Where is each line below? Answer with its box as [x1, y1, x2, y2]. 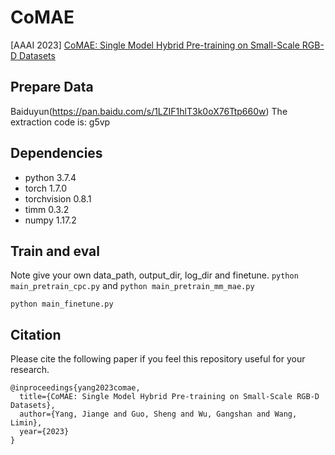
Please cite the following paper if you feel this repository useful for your [10, 353, 306, 365]
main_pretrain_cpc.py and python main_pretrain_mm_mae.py [10, 280, 255, 292]
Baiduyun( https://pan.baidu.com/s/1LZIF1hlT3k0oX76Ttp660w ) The [10, 105, 288, 117]
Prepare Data [10, 79, 94, 96]
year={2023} [19, 427, 70, 437]
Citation [10, 326, 62, 343]
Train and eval [10, 242, 100, 260]
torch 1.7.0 [24, 182, 68, 194]
